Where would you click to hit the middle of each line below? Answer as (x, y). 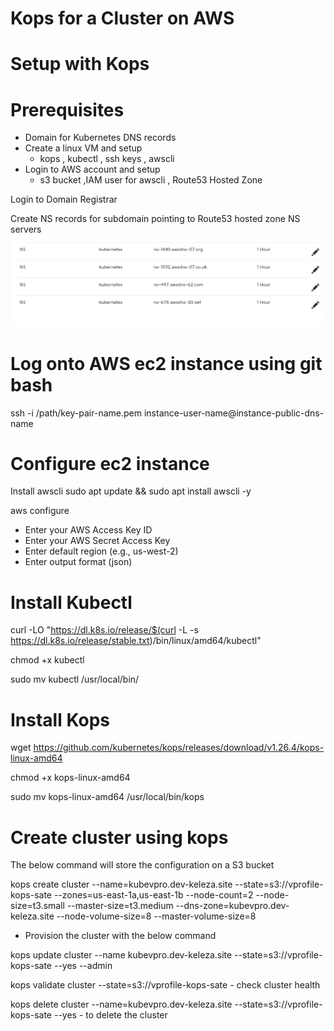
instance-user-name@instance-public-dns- (234, 413)
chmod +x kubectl (47, 660)
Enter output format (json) (78, 562)
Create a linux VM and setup (83, 148)
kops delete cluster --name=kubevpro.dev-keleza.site (121, 1004)
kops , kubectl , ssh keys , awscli (107, 159)
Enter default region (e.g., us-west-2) (101, 551)
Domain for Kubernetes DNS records (100, 138)
